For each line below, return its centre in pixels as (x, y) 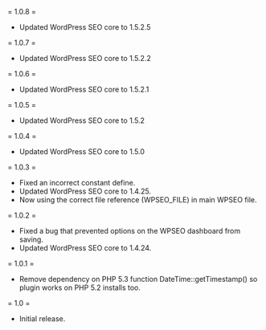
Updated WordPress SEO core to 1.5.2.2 (85, 58)
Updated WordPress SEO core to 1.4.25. (85, 191)
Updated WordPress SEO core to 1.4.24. (85, 248)
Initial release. (42, 319)
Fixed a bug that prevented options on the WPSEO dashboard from (130, 231)
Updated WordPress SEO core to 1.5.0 (82, 151)
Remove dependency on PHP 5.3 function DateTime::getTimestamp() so (138, 279)
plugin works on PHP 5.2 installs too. (80, 287)
